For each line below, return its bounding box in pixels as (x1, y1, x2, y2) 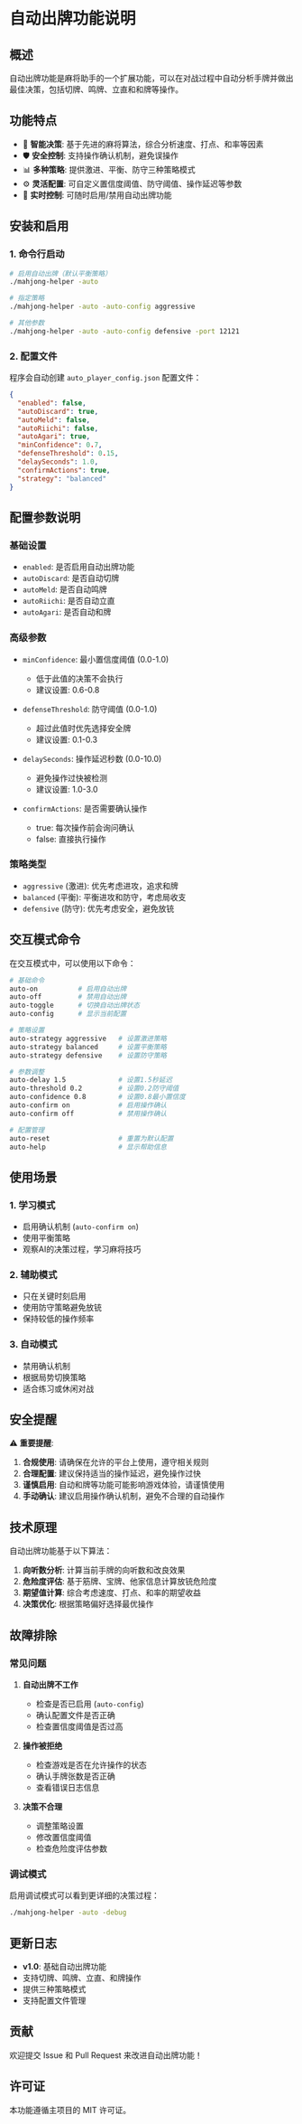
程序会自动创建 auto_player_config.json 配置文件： (9, 372, 202, 383)
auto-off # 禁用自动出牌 (9, 992, 127, 1001)
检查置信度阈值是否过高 (35, 1721, 124, 1732)
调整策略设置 (35, 1820, 84, 1831)
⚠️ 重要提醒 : (9, 1438, 54, 1449)
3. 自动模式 (9, 1339, 58, 1351)
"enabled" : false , (17, 399, 87, 408)
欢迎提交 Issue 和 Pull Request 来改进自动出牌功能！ (9, 2049, 203, 2061)
